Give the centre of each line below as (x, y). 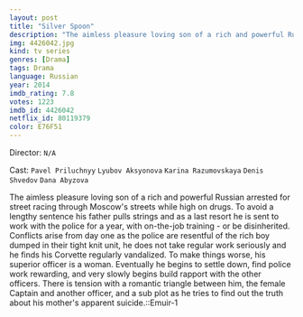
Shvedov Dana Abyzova (49, 181)
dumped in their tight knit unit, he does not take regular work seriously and (148, 245)
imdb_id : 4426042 (42, 110)
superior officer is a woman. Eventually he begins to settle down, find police (150, 264)
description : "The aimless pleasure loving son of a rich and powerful (147, 34)
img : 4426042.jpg (42, 43)
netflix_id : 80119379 (50, 118)
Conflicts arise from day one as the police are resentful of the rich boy (140, 235)
